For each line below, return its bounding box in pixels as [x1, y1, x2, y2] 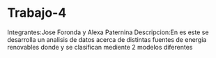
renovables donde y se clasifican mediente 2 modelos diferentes [7, 43, 193, 51]
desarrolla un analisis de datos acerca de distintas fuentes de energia [7, 35, 207, 43]
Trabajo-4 [7, 5, 67, 21]
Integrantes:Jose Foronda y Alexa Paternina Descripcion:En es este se [7, 28, 209, 36]
